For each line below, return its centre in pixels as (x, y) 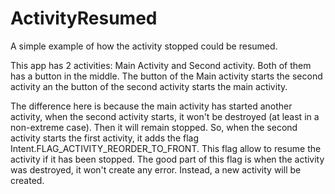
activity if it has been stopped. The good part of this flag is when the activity (167, 159)
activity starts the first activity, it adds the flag (104, 138)
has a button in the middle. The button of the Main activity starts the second (166, 76)
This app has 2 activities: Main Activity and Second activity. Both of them (161, 65)
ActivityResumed (84, 18)
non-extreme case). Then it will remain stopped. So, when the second (154, 127)
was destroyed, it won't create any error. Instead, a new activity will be (156, 169)
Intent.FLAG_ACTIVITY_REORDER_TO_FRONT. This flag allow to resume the (166, 148)
